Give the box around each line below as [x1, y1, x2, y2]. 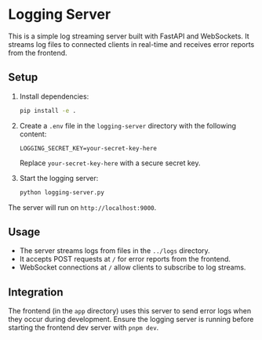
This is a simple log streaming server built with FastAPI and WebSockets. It [8, 31, 249, 41]
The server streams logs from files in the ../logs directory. [19, 246, 210, 255]
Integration [8, 285, 64, 298]
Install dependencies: [19, 92, 89, 101]
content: [19, 129, 47, 139]
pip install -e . [19, 107, 77, 114]
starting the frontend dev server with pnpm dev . [8, 323, 159, 332]
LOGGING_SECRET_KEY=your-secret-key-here [19, 144, 157, 152]
